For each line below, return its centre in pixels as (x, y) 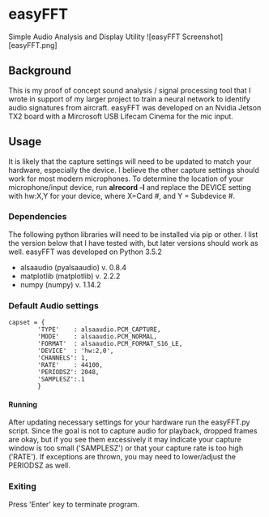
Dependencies (38, 217)
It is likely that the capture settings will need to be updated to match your (130, 161)
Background (40, 71)
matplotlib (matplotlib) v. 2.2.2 (70, 276)
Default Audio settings (53, 305)
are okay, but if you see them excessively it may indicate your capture (125, 440)
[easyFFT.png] (33, 45)
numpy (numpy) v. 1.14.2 (60, 284)
